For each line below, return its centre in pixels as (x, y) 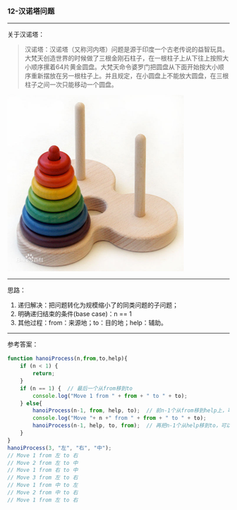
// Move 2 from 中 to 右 (43, 493)
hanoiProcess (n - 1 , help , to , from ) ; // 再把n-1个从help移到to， (127, 426)
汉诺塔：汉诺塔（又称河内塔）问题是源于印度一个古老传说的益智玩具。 (127, 49)
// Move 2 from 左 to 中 (43, 463)
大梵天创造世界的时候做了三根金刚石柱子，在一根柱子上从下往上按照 (123, 59)
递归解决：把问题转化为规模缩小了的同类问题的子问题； (98, 305)
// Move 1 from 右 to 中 (43, 470)
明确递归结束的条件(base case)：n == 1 (74, 314)
